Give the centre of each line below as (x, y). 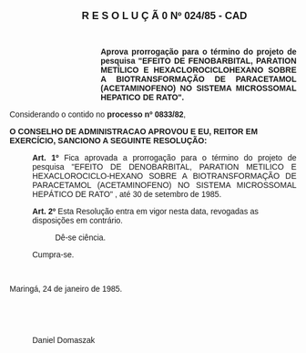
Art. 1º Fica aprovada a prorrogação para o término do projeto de (164, 157)
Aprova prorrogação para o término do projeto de (199, 52)
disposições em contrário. (77, 220)
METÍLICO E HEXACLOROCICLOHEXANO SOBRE (199, 70)
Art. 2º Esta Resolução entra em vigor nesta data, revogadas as (146, 211)
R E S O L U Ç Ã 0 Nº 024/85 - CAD (164, 16)
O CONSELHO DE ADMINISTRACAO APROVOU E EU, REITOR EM (133, 132)
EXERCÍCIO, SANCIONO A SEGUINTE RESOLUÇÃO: (108, 141)
